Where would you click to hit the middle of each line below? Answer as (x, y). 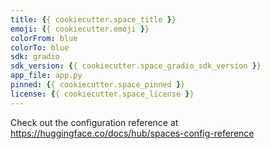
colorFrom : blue (44, 38)
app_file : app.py (46, 76)
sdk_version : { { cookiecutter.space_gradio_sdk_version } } (136, 66)
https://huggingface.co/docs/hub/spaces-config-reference (132, 133)
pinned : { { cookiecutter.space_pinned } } (98, 85)
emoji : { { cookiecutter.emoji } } (80, 29)
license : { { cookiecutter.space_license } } (102, 94)
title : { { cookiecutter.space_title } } (93, 19)
